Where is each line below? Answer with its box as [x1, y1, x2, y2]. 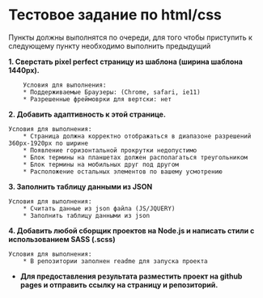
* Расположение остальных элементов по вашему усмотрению [23, 168, 223, 176]
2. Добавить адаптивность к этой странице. [8, 109, 166, 119]
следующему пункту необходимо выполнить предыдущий [8, 40, 211, 50]
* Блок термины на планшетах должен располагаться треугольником [23, 153, 248, 161]
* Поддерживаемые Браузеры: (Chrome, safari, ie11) [23, 87, 201, 96]
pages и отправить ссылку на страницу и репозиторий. [19, 279, 218, 289]
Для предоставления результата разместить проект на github [19, 271, 243, 281]
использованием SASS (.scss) [8, 234, 116, 244]
